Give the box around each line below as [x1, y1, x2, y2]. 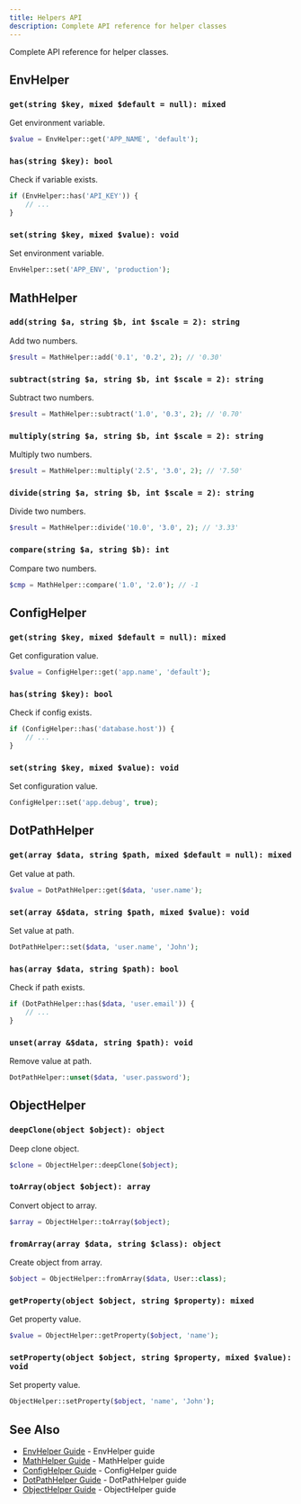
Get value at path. [9, 868, 75, 879]
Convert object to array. [9, 1200, 97, 1211]
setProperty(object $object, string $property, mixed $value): [9, 1352, 292, 1363]
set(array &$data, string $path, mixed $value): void [9, 907, 250, 918]
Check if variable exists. [9, 175, 99, 185]
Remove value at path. [9, 1056, 93, 1067]
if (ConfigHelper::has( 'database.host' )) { [9, 725, 175, 734]
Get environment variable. [9, 118, 106, 129]
